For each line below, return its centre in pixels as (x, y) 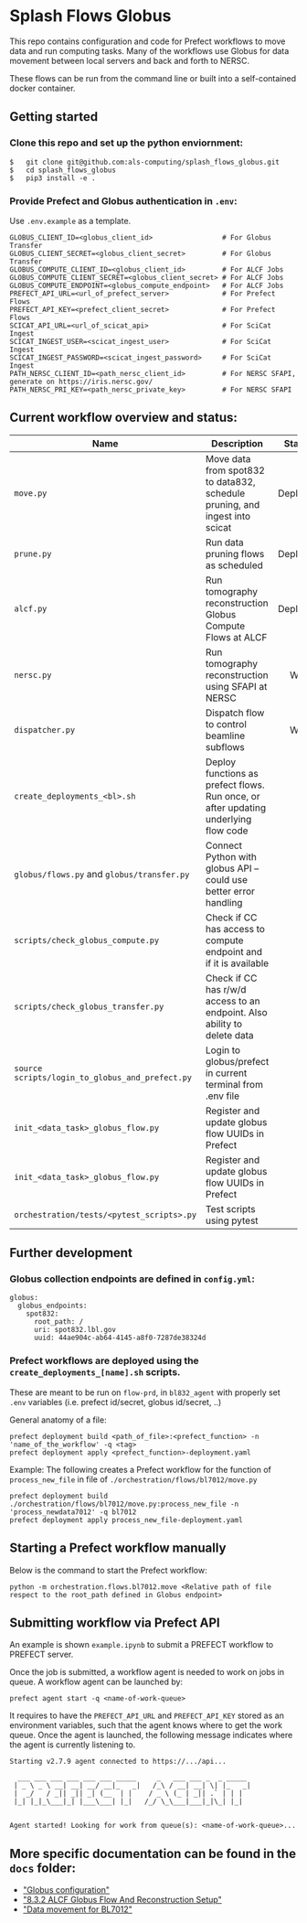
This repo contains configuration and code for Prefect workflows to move (148, 41)
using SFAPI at (236, 686)
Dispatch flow (235, 713)
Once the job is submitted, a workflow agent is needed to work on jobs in (147, 1672)
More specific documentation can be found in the (153, 1853)
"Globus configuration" (66, 1890)
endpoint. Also (236, 1012)
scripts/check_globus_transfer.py (89, 1006)
